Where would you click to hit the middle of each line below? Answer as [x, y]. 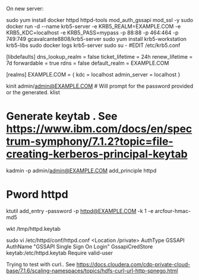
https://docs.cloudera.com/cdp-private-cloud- [133, 264]
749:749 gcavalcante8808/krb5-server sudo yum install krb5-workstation [97, 39]
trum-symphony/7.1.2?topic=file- [90, 141]
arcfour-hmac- [173, 211]
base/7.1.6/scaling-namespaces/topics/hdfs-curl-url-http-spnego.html [92, 271]
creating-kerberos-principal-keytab [97, 154]
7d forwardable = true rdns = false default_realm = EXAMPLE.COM [88, 63]
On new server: [25, 9]
